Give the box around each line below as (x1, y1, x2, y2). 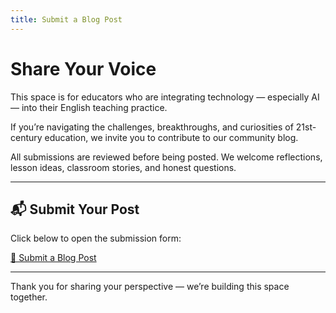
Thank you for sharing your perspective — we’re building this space (10, 281, 290, 293)
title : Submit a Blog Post (10, 14, 123, 25)
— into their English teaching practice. (10, 101, 168, 113)
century (10, 131, 43, 143)
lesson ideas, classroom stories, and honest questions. (10, 161, 237, 173)
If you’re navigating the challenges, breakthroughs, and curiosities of (10, 121, 294, 133)
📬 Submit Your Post (10, 201, 140, 218)
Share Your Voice (10, 57, 157, 80)
